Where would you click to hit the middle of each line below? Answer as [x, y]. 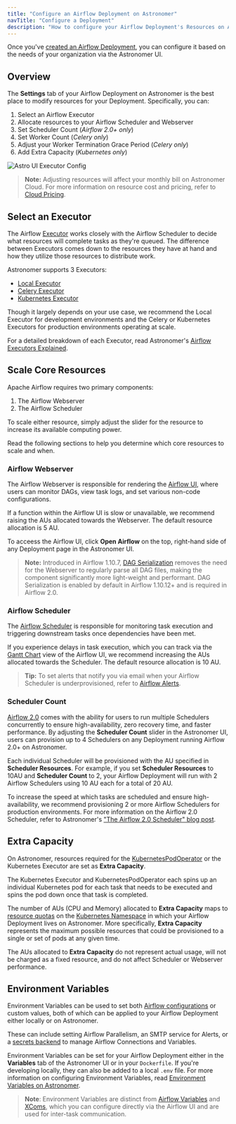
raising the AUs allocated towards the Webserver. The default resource [110, 520]
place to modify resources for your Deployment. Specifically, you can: [108, 101]
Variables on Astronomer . [44, 1085]
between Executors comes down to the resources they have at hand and [112, 248]
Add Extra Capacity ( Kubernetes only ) [72, 152]
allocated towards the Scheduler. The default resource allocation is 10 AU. [114, 662]
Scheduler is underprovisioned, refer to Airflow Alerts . [103, 684]
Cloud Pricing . [45, 194]
